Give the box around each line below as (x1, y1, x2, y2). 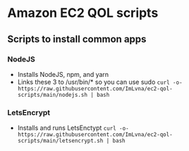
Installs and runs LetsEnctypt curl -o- (17, 123, 129, 132)
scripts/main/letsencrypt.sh (17, 138, 104, 145)
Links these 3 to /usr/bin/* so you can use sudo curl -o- (17, 78, 183, 86)
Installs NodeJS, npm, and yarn (17, 70, 109, 78)
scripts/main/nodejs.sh (17, 91, 88, 98)
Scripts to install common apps (7, 33, 147, 45)
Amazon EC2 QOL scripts (7, 5, 159, 21)
